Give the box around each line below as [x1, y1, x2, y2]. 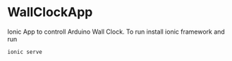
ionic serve [7, 48, 42, 55]
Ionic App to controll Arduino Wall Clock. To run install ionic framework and [7, 27, 226, 36]
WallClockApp [7, 4, 93, 20]
